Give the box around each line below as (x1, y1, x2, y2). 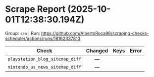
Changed (86, 47, 108, 54)
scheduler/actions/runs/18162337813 (5, 36, 81, 41)
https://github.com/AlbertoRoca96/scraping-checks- (41, 30, 150, 36)
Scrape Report (5, 3, 66, 15)
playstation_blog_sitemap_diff (7, 56, 82, 62)
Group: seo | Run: (5, 30, 41, 36)
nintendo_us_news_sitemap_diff (7, 64, 82, 70)
